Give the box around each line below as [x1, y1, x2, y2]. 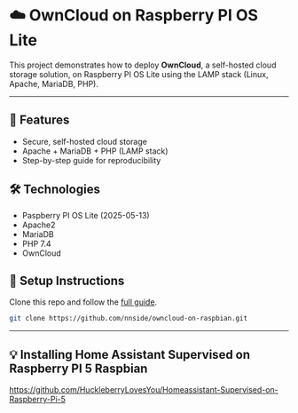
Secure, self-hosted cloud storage [21, 136, 148, 147]
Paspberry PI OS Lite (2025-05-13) [21, 210, 150, 220]
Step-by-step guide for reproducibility [21, 155, 161, 165]
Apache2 [21, 219, 56, 230]
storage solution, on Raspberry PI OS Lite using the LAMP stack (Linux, [9, 68, 269, 79]
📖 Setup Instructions [9, 273, 125, 288]
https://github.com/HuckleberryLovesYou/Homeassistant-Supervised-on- [9, 385, 279, 395]
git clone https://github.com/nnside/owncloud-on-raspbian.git [9, 314, 248, 323]
